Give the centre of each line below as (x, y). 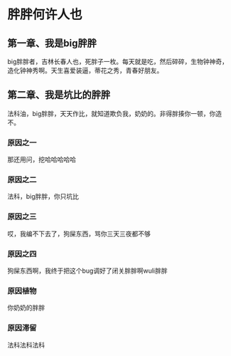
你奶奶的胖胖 (26, 308)
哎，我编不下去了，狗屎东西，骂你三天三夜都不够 (79, 234)
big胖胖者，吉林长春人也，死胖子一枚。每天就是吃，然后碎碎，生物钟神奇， (118, 62)
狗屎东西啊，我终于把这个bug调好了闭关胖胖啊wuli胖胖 (87, 271)
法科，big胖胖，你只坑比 (43, 197)
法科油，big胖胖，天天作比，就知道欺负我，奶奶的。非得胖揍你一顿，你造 (115, 113)
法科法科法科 (26, 345)
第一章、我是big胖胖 (52, 43)
